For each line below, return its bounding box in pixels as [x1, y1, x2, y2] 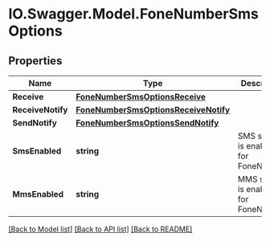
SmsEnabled [12, 145, 62, 157]
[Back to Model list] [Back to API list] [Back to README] [8, 224, 193, 234]
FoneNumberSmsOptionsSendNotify [76, 117, 219, 129]
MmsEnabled [12, 189, 64, 199]
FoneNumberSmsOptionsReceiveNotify [76, 104, 231, 115]
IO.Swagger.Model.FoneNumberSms [8, 5, 260, 23]
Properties [8, 54, 63, 67]
